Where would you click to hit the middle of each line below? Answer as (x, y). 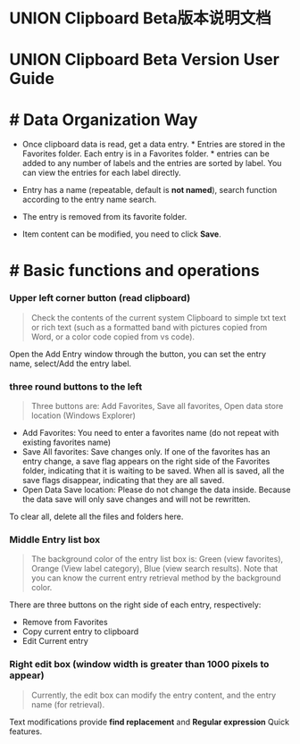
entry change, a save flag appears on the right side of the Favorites (146, 462)
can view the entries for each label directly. (101, 173)
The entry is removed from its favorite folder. (104, 217)
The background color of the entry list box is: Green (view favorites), (157, 559)
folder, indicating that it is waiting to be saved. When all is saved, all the (153, 471)
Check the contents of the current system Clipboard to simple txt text (158, 317)
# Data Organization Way (104, 119)
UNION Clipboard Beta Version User (144, 60)
